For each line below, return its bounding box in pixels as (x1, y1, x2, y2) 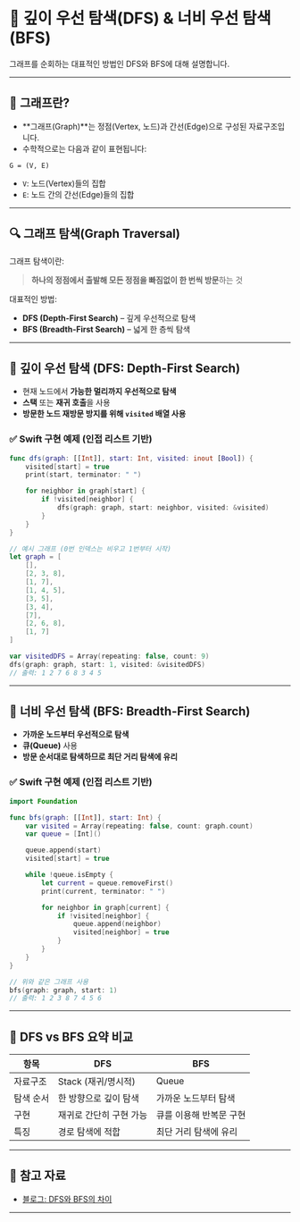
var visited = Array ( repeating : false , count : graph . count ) (25, 822, 254, 830)
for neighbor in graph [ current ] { (41, 903, 170, 912)
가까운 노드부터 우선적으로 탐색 (21, 729, 129, 740)
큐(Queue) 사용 (21, 740, 78, 751)
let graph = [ (9, 552, 62, 561)
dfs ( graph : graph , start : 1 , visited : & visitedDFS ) (9, 660, 205, 669)
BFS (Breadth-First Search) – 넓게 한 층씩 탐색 (21, 324, 190, 334)
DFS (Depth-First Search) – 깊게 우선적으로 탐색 (21, 312, 196, 323)
